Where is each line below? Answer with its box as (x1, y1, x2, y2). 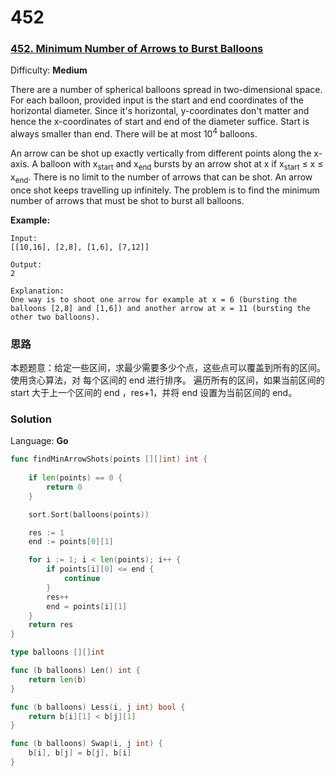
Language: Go (10, 435, 69, 447)
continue (63, 574, 101, 584)
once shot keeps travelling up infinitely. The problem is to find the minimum (10, 184, 320, 196)
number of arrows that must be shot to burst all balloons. (10, 194, 245, 206)
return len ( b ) (28, 674, 87, 685)
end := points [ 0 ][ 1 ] (28, 537, 114, 547)
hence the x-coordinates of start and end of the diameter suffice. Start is (10, 116, 310, 128)
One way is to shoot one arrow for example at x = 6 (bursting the (10, 294, 298, 305)
